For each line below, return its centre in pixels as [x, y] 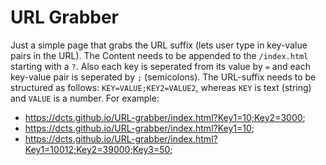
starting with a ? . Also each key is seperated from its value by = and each [160, 66]
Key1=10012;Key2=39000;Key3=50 [97, 149]
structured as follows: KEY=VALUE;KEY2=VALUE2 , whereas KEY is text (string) [161, 87]
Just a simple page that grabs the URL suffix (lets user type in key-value [159, 45]
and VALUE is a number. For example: [85, 98]
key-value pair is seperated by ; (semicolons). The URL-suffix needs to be [163, 77]
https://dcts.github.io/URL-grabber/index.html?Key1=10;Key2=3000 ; [165, 117]
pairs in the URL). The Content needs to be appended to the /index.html [159, 55]
